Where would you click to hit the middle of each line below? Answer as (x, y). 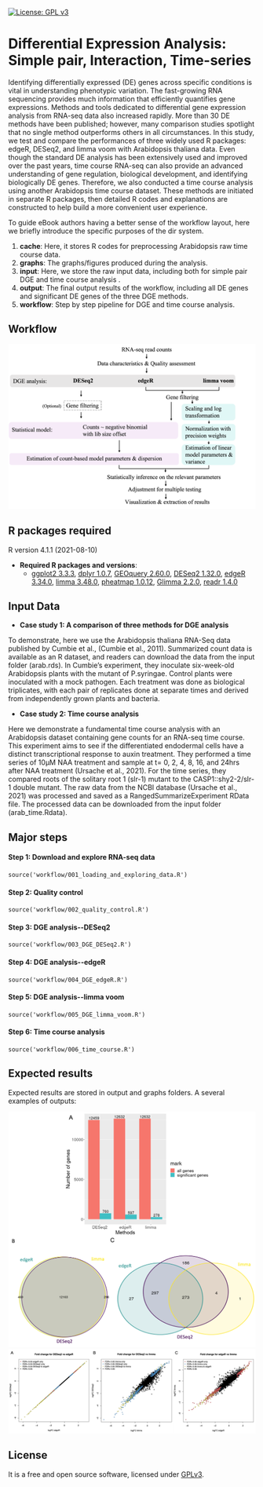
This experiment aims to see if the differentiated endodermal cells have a (126, 746)
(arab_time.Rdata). (38, 813)
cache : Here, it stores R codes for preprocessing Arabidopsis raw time (133, 246)
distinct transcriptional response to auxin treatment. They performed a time (130, 754)
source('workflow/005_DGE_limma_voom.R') (77, 1014)
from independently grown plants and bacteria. (84, 699)
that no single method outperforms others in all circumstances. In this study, (131, 132)
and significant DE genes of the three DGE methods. (104, 296)
